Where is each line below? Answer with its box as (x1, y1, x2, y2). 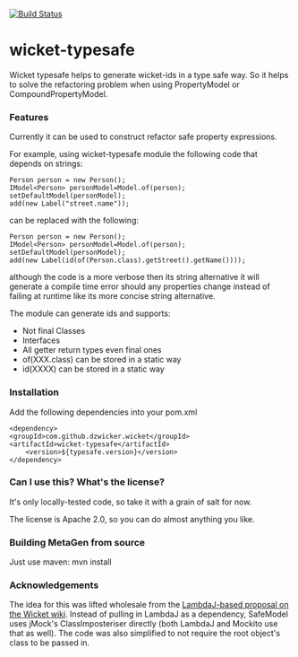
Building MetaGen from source (9, 536, 146, 548)
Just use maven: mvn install (9, 556, 112, 567)
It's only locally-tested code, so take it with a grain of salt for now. (9, 496, 252, 507)
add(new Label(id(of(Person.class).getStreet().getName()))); (9, 256, 246, 265)
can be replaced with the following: (9, 215, 139, 226)
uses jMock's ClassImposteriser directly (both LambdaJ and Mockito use (9, 618, 278, 629)
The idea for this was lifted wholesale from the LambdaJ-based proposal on (9, 600, 289, 610)
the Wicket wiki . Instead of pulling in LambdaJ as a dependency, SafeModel (9, 609, 289, 619)
